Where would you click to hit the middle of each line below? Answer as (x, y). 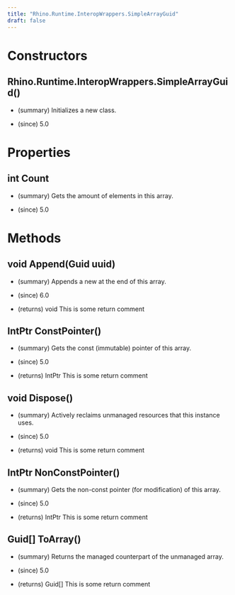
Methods (34, 238)
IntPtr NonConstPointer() (64, 473)
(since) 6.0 (33, 295)
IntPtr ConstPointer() (54, 331)
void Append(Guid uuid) (61, 264)
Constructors (47, 56)
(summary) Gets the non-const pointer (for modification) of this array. (119, 489)
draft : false (27, 21)
